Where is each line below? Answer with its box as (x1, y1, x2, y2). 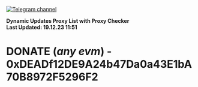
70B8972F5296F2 (6, 70, 98, 84)
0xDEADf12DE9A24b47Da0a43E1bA (6, 58, 192, 71)
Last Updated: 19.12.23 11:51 (6, 24, 77, 31)
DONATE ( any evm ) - (6, 45, 112, 58)
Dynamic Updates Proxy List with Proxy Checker (6, 17, 130, 24)
